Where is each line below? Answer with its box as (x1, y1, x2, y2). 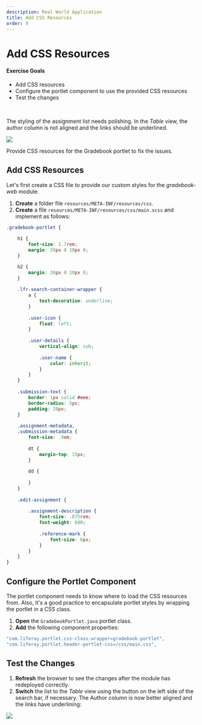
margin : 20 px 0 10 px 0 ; (28, 247, 88, 254)
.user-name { (38, 355, 72, 361)
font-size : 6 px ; (49, 536, 92, 543)
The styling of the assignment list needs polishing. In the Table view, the (6, 117, 188, 125)
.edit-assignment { (17, 496, 67, 503)
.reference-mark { (38, 531, 86, 537)
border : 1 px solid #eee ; (28, 394, 92, 400)
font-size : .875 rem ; (38, 514, 92, 520)
